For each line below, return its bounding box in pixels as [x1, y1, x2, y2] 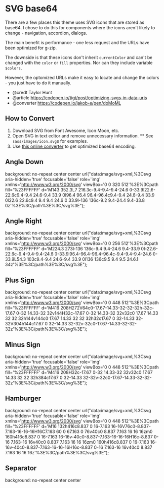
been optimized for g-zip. [5, 45, 57, 51]
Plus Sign [5, 276, 35, 284]
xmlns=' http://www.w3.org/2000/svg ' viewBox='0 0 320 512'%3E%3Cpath [5, 182, 159, 187]
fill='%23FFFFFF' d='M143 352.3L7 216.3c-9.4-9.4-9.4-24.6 [5, 186, 128, 192]
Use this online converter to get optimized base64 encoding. [12, 143, 136, 149]
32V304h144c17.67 [5, 321, 44, 327]
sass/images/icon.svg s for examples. [12, 138, 88, 144]
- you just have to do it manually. [5, 80, 72, 86]
